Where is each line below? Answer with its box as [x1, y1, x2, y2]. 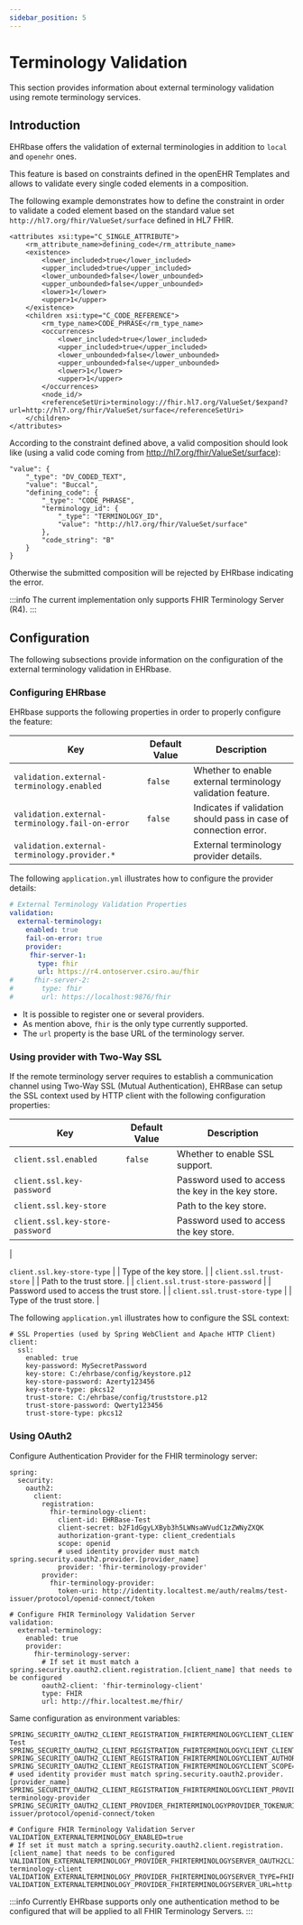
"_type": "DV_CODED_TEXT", [25, 473, 127, 482]
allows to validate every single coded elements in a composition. [9, 178, 250, 190]
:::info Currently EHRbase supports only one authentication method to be [9, 1896, 280, 1907]
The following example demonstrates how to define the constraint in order [9, 196, 285, 207]
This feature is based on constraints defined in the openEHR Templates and [9, 169, 290, 180]
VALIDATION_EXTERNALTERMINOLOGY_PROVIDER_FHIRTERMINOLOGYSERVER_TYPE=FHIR [9, 1872, 297, 1882]
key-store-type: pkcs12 [25, 1385, 115, 1394]
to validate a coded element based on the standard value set [9, 205, 234, 217]
